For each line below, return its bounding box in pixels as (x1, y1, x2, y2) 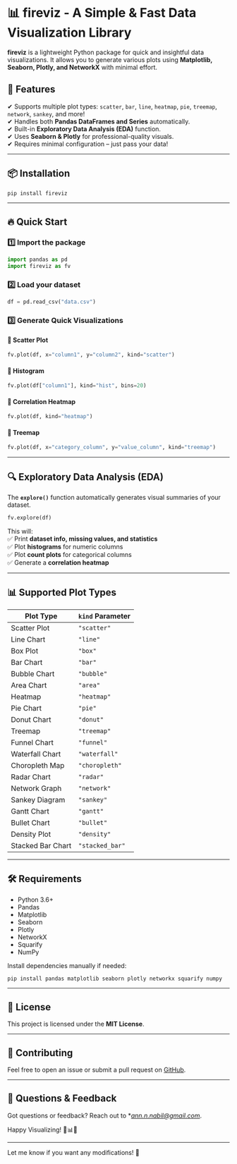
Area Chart (11, 680, 47, 690)
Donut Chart (11, 714, 51, 724)
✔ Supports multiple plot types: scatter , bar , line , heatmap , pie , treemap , (7, 102, 217, 111)
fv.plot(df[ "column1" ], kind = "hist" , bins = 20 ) (7, 382, 147, 389)
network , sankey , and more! (7, 109, 85, 118)
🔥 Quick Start (7, 216, 68, 228)
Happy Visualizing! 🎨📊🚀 (7, 1125, 78, 1134)
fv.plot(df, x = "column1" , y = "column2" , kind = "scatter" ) (7, 351, 175, 359)
